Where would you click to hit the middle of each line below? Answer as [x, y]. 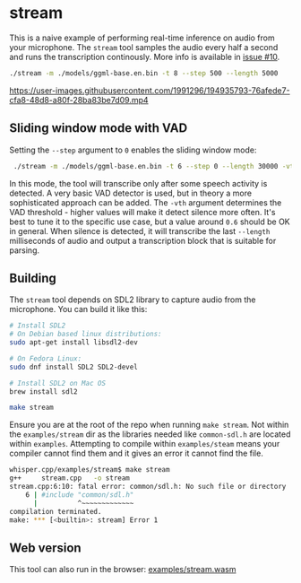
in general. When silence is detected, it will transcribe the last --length [140, 231]
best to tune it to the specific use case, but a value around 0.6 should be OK [150, 222]
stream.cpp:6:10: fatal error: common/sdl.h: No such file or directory [148, 487]
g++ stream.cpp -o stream [69, 478]
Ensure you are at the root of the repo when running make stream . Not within [149, 425]
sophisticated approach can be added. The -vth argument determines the [146, 202]
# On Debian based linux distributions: [86, 335]
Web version [46, 548]
